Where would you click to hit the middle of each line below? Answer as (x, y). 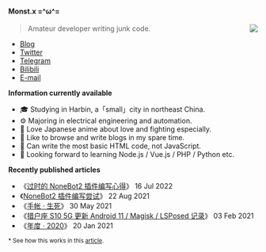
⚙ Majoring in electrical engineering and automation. (106, 121)
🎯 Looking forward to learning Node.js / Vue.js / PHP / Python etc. (127, 155)
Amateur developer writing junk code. (89, 29)
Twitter (31, 52)
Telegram (35, 61)
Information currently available (60, 93)
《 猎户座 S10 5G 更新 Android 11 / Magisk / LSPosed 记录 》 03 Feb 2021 (137, 216)
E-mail (30, 78)
